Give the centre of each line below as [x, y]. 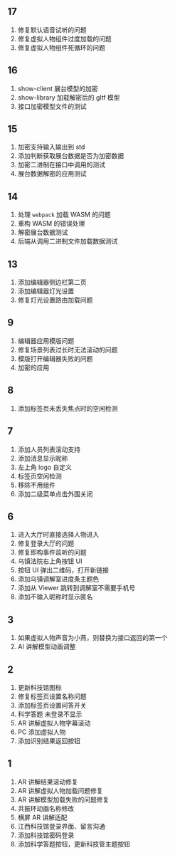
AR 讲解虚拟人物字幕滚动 [54, 723]
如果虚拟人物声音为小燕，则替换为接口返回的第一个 [92, 638]
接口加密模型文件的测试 [52, 106]
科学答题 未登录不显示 [50, 714]
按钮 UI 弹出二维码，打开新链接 [63, 570]
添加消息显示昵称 [43, 458]
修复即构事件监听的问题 [52, 552]
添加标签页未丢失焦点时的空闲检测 [68, 408]
